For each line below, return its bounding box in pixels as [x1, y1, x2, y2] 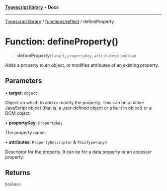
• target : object [5, 90, 38, 96]
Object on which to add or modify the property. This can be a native [5, 99, 144, 105]
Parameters [5, 77, 42, 85]
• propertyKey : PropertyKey [5, 120, 63, 126]
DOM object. [5, 110, 31, 116]
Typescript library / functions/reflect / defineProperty [5, 18, 114, 24]
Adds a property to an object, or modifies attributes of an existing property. [5, 62, 159, 68]
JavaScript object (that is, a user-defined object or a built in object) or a [5, 105, 152, 111]
